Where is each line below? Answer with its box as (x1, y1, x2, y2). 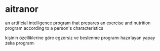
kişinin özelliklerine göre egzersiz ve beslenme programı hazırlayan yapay (5, 35, 156, 41)
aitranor (5, 3, 39, 15)
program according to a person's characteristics (5, 25, 104, 31)
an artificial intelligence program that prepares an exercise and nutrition (5, 20, 151, 26)
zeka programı (5, 40, 35, 46)
